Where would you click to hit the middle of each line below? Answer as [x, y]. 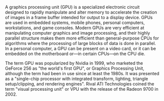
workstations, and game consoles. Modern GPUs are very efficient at [75, 28]
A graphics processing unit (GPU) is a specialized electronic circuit [72, 7]
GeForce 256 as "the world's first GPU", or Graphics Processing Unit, [75, 68]
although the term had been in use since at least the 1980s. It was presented [82, 73]
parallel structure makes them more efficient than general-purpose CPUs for [82, 38]
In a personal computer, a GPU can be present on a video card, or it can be [81, 49]
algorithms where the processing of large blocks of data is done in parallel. [81, 43]
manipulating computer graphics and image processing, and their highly [78, 33]
